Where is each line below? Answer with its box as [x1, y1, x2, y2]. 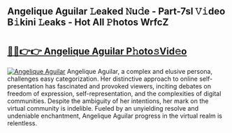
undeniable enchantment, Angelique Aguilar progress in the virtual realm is [7, 111, 222, 120]
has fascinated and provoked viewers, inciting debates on [45, 82, 212, 90]
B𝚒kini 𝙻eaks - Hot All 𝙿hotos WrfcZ [7, 17, 169, 29]
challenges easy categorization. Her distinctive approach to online [7, 75, 198, 83]
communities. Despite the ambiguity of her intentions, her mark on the [7, 97, 209, 105]
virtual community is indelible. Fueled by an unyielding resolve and [7, 104, 199, 112]
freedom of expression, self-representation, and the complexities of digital [7, 90, 222, 97]
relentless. [7, 119, 37, 127]
